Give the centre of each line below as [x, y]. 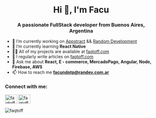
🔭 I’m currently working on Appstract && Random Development [74, 41]
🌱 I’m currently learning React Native [49, 46]
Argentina [81, 31]
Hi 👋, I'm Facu [81, 10]
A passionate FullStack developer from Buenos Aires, [81, 25]
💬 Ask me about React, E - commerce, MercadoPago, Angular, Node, [82, 62]
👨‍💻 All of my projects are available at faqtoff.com [61, 52]
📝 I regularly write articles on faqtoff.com [53, 57]
